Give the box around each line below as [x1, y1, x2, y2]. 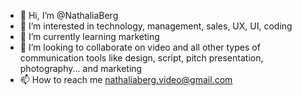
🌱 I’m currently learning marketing [19, 31, 160, 42]
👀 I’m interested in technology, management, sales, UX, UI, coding [19, 20, 293, 32]
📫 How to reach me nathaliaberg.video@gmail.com [19, 74, 233, 85]
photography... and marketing [19, 63, 143, 74]
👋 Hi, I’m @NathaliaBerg [19, 10, 119, 21]
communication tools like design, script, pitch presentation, [19, 52, 264, 64]
